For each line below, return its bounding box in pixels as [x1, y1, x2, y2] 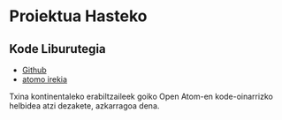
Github [21, 64, 47, 75]
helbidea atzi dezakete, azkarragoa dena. [9, 101, 160, 111]
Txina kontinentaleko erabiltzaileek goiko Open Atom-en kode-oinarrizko [9, 91, 274, 101]
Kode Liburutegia [9, 41, 106, 56]
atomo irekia [21, 74, 68, 85]
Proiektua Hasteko [9, 6, 148, 26]
